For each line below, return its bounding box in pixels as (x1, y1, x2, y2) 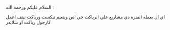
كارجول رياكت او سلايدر (6, 19, 51, 25)
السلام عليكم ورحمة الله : (6, 4, 54, 10)
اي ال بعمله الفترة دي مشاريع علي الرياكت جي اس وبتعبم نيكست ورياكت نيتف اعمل (6, 14, 165, 19)
